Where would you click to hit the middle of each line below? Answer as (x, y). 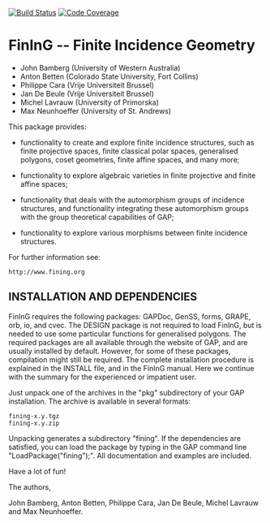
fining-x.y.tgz (34, 416)
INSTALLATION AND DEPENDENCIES (103, 297)
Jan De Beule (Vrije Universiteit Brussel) (87, 93)
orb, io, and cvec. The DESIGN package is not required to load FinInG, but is (135, 325)
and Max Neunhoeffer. (46, 511)
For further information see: (55, 257)
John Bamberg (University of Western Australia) (100, 67)
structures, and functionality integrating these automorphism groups (134, 208)
